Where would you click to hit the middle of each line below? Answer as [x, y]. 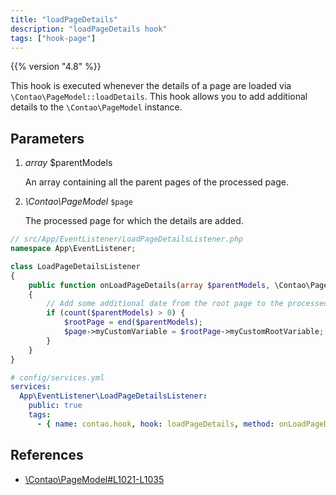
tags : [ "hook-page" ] [53, 38]
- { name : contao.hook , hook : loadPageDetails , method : [155, 424]
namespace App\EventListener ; [73, 249]
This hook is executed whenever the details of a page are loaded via [151, 86]
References [47, 455]
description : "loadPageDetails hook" [89, 29]
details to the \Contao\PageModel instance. [96, 107]
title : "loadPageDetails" [64, 19]
